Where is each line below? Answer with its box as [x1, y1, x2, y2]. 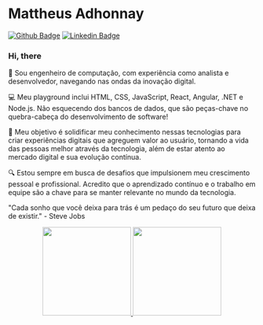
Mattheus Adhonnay [8, 5, 144, 23]
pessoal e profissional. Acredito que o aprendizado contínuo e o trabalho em [8, 179, 256, 189]
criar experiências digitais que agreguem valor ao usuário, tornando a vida [8, 135, 249, 146]
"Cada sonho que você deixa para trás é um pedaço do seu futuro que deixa [8, 203, 256, 212]
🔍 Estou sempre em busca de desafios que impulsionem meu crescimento [8, 168, 250, 178]
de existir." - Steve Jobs [8, 212, 86, 221]
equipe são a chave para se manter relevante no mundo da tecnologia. [8, 188, 236, 198]
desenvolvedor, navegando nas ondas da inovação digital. [8, 76, 196, 87]
